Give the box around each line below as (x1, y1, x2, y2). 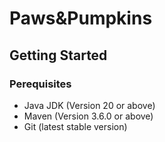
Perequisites (9, 77, 72, 91)
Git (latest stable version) (23, 120, 128, 132)
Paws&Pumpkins (9, 7, 153, 30)
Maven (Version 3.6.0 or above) (23, 110, 154, 122)
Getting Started (9, 47, 108, 64)
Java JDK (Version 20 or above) (23, 99, 156, 111)
